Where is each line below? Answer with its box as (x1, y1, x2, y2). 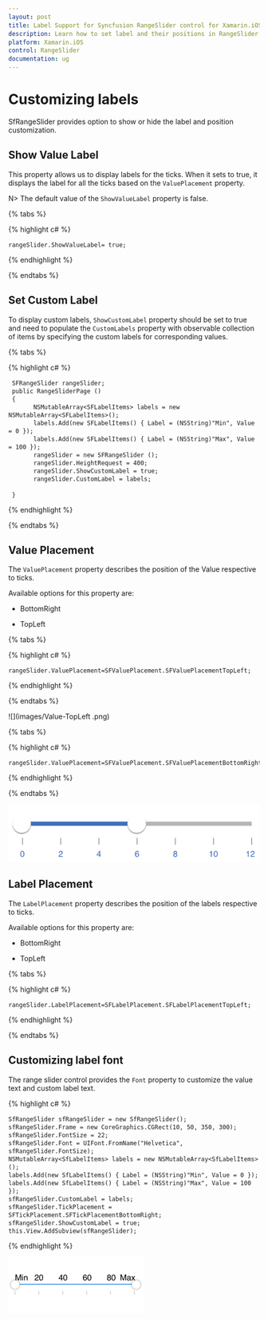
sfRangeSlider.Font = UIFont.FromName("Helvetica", (8, 1139, 183, 1147)
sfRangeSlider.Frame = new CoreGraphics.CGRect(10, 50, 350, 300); (8, 1123, 238, 1131)
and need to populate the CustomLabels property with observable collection (8, 323, 255, 333)
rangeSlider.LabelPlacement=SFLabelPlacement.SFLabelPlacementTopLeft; (8, 1000, 251, 1009)
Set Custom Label (8, 294, 98, 307)
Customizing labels (8, 90, 139, 109)
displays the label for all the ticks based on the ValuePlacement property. (8, 178, 246, 188)
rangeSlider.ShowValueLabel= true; (8, 240, 127, 249)
